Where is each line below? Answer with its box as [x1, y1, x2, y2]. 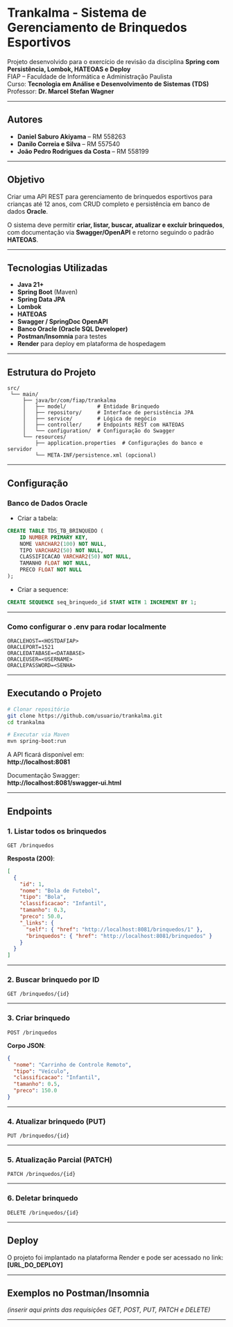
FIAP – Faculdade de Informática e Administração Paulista [7, 72, 173, 81]
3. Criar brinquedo [7, 1013, 71, 1023]
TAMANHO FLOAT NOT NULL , [19, 560, 92, 567]
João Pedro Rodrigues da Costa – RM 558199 [17, 147, 149, 155]
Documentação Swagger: [7, 771, 80, 780]
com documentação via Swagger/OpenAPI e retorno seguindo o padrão [7, 228, 214, 236]
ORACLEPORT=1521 [7, 644, 54, 651]
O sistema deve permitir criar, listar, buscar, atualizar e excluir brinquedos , [7, 221, 225, 229]
